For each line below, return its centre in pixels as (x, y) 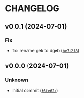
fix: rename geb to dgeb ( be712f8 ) (46, 50)
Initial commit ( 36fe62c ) (35, 90)
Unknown (16, 80)
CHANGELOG (32, 8)
